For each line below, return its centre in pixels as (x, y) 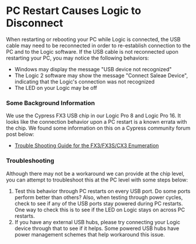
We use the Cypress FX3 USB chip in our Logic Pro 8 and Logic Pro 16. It (94, 116)
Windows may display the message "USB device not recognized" (93, 69)
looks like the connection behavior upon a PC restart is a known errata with (97, 122)
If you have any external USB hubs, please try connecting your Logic (97, 222)
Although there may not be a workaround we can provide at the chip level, (95, 173)
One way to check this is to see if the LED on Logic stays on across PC (100, 210)
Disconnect (35, 23)
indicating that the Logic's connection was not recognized (85, 81)
